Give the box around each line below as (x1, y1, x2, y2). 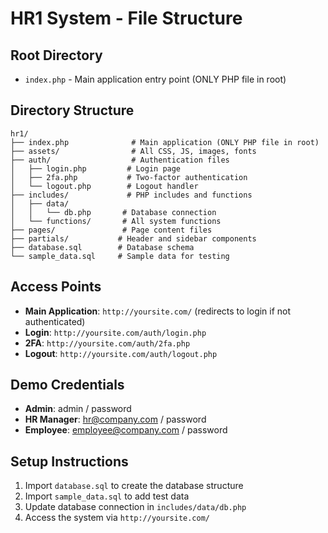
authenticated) (24, 315, 86, 327)
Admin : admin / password (24, 403, 132, 415)
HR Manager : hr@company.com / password (24, 413, 207, 426)
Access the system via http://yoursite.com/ (24, 512, 210, 524)
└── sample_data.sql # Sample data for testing (10, 251, 230, 261)
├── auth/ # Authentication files (10, 155, 230, 165)
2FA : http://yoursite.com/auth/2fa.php (24, 337, 191, 349)
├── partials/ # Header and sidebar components (10, 233, 257, 244)
